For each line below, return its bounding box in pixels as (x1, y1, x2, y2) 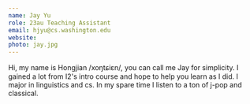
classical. (8, 88, 39, 98)
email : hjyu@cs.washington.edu (8, 26, 111, 34)
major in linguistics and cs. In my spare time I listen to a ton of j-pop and (8, 80, 242, 90)
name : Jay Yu (8, 11, 51, 20)
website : (8, 33, 37, 42)
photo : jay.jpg (8, 41, 58, 49)
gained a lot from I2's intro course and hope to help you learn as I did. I (8, 72, 239, 81)
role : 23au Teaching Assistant (8, 19, 111, 27)
